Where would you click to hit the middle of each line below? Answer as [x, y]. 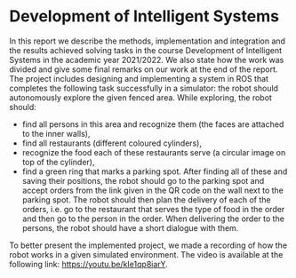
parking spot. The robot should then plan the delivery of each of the [146, 199]
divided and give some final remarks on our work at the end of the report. [144, 69]
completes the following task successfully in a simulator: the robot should [144, 88]
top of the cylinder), [58, 162]
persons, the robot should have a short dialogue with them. [130, 227]
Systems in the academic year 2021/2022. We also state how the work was [147, 60]
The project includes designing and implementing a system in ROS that [139, 78]
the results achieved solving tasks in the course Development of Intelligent [146, 50]
